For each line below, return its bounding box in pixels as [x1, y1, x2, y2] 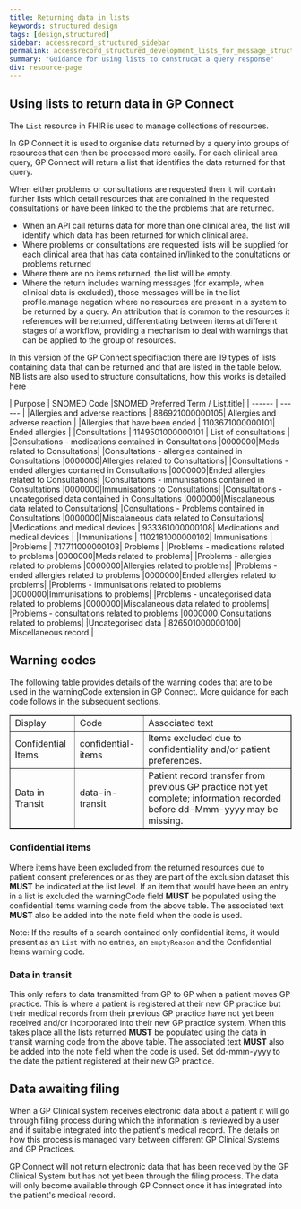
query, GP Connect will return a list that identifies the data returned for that [9, 156, 286, 167]
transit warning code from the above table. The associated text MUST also [9, 1037, 285, 1047]
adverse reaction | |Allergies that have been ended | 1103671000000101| [9, 416, 276, 427]
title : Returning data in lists [9, 13, 130, 22]
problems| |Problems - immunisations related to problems [9, 579, 222, 590]
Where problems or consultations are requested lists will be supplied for [21, 239, 288, 250]
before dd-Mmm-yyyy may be [147, 802, 279, 815]
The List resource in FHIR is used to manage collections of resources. [9, 120, 269, 131]
